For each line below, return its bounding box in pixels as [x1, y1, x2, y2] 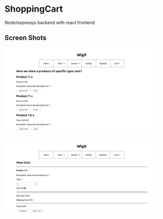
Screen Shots [4, 34, 47, 42]
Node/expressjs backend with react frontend [4, 20, 95, 25]
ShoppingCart [4, 3, 63, 15]
